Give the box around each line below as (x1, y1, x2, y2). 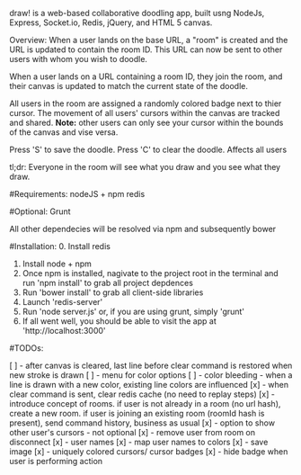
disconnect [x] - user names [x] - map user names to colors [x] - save (9, 436, 269, 447)
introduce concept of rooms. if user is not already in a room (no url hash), (9, 399, 281, 408)
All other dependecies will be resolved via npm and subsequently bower (9, 224, 277, 234)
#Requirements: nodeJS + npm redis (9, 189, 146, 199)
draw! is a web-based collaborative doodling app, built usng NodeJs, (9, 8, 265, 18)
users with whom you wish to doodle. (9, 54, 148, 64)
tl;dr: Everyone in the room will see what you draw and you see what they (9, 162, 281, 172)
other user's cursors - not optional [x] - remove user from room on (9, 427, 256, 437)
